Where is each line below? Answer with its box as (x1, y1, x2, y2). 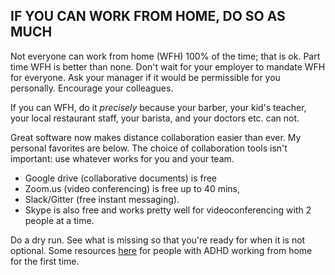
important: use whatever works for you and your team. (10, 152, 235, 164)
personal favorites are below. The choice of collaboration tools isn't (10, 142, 288, 154)
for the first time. (10, 255, 80, 267)
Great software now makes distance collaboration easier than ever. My (10, 131, 302, 143)
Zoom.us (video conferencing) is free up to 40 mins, (24, 182, 241, 194)
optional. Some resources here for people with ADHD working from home (10, 244, 313, 256)
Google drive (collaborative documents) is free (24, 172, 217, 184)
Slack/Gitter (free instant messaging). (24, 193, 180, 205)
